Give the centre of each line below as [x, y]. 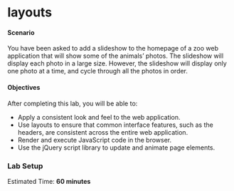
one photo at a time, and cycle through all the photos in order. [98, 71]
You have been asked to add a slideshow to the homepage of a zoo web [113, 48]
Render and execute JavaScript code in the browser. [95, 140]
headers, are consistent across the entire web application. [103, 132]
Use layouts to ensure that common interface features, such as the [115, 125]
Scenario [21, 32]
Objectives [24, 87]
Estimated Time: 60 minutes [49, 181]
